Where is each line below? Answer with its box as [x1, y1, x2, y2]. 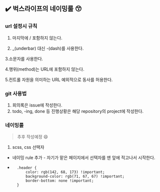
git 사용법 [5, 90, 27, 97]
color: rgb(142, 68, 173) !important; [25, 170, 105, 175]
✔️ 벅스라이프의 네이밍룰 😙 [5, 4, 82, 13]
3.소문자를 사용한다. [5, 55, 43, 61]
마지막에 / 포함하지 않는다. [12, 35, 63, 41]
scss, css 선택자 [12, 144, 45, 150]
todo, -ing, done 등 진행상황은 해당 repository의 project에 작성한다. [12, 108, 144, 114]
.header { [17, 165, 37, 170]
